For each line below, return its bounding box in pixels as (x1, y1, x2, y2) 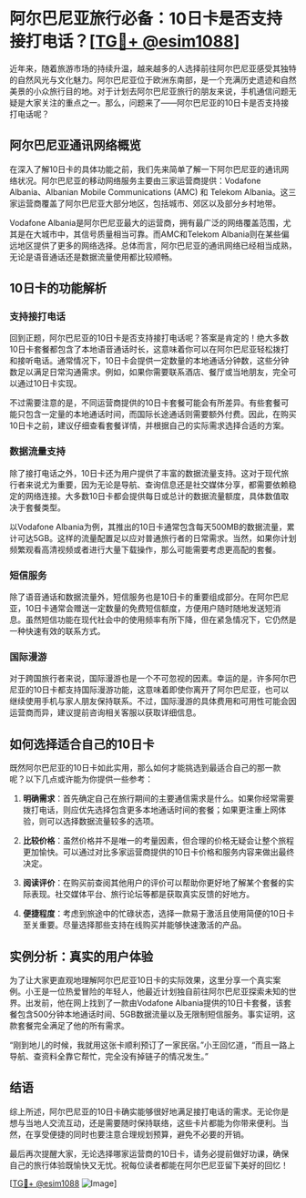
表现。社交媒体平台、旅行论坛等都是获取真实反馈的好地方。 (30, 889, 255, 900)
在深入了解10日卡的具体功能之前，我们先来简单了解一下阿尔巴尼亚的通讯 (9, 163, 281, 174)
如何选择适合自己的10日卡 (9, 736, 155, 752)
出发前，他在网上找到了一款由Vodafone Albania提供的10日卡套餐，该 (25, 997, 284, 1008)
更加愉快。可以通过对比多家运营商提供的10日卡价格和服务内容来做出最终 (22, 846, 295, 857)
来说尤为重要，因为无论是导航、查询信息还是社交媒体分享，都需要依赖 (25, 479, 289, 490)
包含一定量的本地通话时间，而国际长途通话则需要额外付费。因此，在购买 (25, 409, 297, 420)
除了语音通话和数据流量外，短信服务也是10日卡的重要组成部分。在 (9, 591, 258, 602)
